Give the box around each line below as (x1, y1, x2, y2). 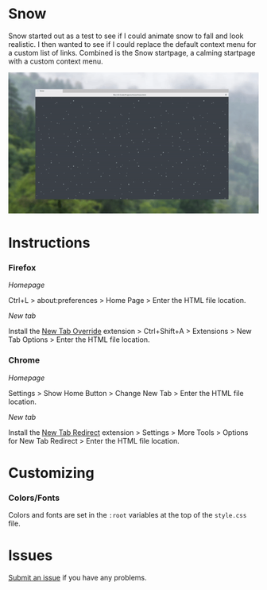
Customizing (8, 464, 95, 482)
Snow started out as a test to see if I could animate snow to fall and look (8, 31, 244, 41)
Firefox (8, 262, 37, 273)
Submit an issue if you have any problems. (8, 573, 147, 583)
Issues (8, 546, 53, 565)
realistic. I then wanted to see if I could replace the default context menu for (8, 39, 257, 49)
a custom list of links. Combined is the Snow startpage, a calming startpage (8, 48, 256, 57)
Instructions (8, 234, 91, 252)
